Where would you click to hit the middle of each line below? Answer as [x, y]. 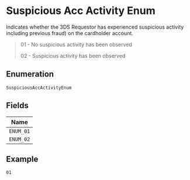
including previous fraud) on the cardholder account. [70, 33]
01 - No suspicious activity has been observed [76, 44]
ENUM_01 [20, 131]
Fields [18, 105]
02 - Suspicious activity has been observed [73, 56]
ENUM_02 [20, 139]
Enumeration [30, 74]
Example [22, 159]
